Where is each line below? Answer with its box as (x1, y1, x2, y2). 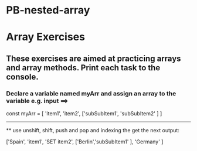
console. (6, 71, 39, 82)
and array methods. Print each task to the (6, 63, 161, 73)
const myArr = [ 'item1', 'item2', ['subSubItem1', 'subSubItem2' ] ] (6, 110, 162, 117)
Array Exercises (6, 30, 85, 44)
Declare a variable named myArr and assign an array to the (6, 89, 176, 97)
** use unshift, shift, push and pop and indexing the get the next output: (6, 127, 180, 134)
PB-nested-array (6, 4, 90, 17)
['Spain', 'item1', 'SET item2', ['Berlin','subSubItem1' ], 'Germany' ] (6, 138, 164, 145)
